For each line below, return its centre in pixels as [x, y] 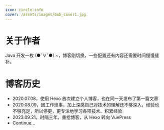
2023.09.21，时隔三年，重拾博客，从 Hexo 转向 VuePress [71, 117]
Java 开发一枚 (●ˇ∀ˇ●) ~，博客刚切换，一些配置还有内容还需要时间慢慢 [80, 55]
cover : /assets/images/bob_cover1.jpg [45, 14]
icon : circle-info [24, 10]
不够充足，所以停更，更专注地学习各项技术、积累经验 [67, 111]
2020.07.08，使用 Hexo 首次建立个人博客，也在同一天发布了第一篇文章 [85, 98]
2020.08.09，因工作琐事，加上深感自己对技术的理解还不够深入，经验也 [86, 105]
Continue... [24, 123]
